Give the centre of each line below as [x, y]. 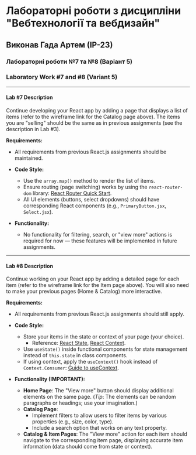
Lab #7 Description [29, 97]
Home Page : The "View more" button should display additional [98, 391]
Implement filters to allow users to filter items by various [99, 415]
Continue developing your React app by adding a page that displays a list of [97, 110]
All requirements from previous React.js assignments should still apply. [99, 314]
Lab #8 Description [30, 266]
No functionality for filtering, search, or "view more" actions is [98, 235]
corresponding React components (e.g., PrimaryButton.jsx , [95, 206]
